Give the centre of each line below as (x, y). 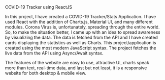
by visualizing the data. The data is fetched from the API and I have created (82, 37)
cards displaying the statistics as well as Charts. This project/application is (81, 43)
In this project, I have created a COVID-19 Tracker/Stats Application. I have (81, 16)
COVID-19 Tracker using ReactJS (39, 7)
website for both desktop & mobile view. (46, 73)
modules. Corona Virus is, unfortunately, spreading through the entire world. (82, 27)
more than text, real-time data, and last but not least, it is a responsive (76, 68)
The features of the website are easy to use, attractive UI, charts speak (77, 63)
